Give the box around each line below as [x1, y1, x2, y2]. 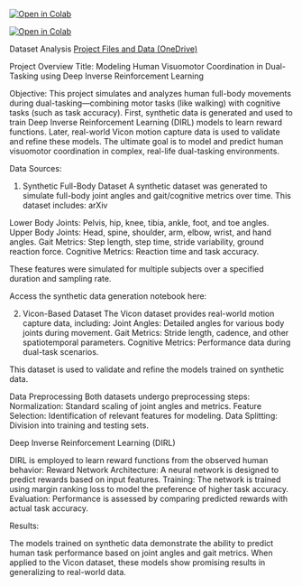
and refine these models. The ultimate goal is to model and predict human [9, 136, 284, 146]
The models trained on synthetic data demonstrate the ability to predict [9, 538, 274, 548]
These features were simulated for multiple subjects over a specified [9, 264, 264, 274]
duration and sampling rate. [9, 274, 112, 284]
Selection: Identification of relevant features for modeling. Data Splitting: [9, 411, 278, 421]
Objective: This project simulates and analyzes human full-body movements [9, 88, 291, 98]
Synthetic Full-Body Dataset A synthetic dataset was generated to [22, 181, 268, 191]
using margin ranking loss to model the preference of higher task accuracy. [9, 484, 288, 494]
